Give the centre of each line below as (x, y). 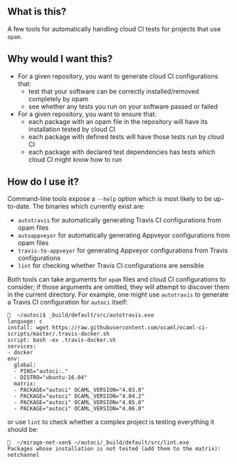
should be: (23, 430)
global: (25, 365)
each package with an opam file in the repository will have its (118, 121)
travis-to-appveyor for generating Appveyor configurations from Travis (123, 251)
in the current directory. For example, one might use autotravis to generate (118, 294)
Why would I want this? (60, 59)
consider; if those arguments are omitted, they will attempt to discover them (118, 287)
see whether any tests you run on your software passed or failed (123, 106)
